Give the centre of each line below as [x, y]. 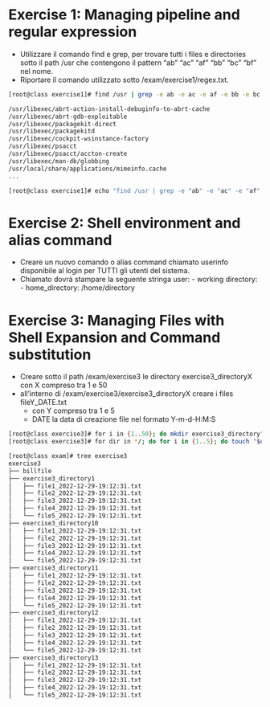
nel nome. [37, 71]
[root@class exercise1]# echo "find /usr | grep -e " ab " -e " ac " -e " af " [135, 190]
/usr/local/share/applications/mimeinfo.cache [88, 169]
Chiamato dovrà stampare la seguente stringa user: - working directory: [139, 280]
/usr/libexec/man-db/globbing [59, 161]
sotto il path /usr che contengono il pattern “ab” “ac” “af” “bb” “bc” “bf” [138, 63]
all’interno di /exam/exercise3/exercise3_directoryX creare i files [127, 394]
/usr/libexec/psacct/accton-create [68, 154]
